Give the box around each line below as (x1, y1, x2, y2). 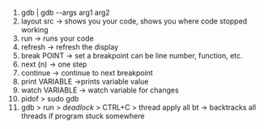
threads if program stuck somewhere (20, 111, 145, 121)
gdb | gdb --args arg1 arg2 (20, 8, 110, 17)
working (20, 25, 49, 34)
